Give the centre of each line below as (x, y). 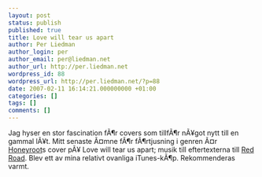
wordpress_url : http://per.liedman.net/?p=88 (84, 81)
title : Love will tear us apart (61, 37)
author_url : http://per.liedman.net (68, 67)
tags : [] (22, 103)
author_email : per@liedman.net (59, 60)
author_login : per (38, 52)
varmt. (19, 166)
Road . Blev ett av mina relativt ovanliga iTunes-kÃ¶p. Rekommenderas (122, 158)
